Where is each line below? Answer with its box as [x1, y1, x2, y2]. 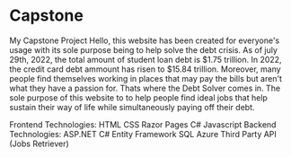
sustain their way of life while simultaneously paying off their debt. [9, 101, 255, 112]
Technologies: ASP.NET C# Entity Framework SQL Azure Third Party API [9, 128, 277, 139]
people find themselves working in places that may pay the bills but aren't [9, 73, 283, 83]
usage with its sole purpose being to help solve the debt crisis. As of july [9, 44, 278, 55]
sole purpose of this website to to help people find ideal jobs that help [9, 92, 268, 103]
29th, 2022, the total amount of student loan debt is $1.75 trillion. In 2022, [9, 54, 282, 65]
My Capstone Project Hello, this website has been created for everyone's [9, 35, 280, 46]
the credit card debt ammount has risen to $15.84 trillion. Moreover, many [9, 64, 281, 74]
